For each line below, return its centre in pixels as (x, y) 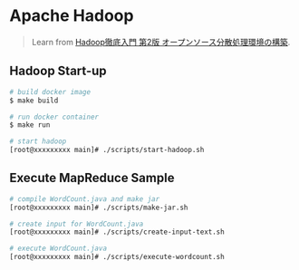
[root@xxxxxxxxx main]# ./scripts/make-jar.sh (99, 207)
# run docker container (54, 117)
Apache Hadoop (72, 16)
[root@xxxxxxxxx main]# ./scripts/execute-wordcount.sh (117, 257)
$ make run (30, 125)
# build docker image (50, 92)
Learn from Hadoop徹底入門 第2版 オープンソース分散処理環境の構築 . (161, 42)
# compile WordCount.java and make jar (85, 199)
